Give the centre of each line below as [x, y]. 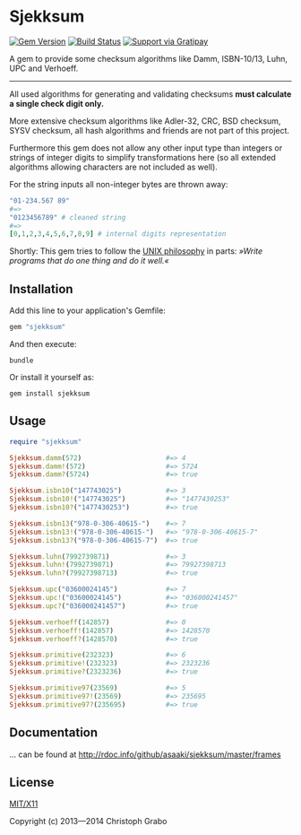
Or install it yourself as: [52, 377]
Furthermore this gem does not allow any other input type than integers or [146, 148]
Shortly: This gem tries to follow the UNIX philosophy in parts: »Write [136, 251]
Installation [41, 289]
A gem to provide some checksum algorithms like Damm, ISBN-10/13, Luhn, [149, 58]
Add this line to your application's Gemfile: [87, 310]
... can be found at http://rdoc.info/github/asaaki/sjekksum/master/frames [145, 754]
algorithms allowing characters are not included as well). [113, 167]
